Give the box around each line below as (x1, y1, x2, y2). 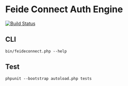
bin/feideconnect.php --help (5, 48, 67, 54)
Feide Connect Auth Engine (5, 4, 123, 15)
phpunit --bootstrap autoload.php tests (5, 76, 92, 81)
